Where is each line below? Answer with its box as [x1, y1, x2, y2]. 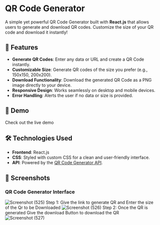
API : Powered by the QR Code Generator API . [12, 160, 103, 166]
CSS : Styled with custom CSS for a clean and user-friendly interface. [12, 155, 150, 160]
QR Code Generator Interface [5, 188, 75, 195]
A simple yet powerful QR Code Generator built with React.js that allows [5, 19, 149, 25]
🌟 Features [5, 43, 38, 52]
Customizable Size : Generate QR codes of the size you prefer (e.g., [12, 67, 148, 72]
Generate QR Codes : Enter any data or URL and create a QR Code [12, 56, 144, 62]
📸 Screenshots [5, 173, 50, 182]
